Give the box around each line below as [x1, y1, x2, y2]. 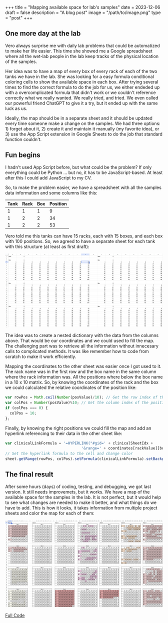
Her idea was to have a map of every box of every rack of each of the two [5, 68, 157, 74]
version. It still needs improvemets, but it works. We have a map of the [5, 488, 150, 494]
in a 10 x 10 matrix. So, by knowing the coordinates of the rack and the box [5, 379, 159, 385]
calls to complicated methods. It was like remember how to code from [5, 348, 149, 354]
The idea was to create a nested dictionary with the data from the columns [5, 332, 159, 338]
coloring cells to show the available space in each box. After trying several [5, 78, 158, 84]
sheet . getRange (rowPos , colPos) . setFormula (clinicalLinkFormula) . [5, 456, 146, 461]
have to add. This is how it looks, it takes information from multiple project [5, 504, 157, 510]
